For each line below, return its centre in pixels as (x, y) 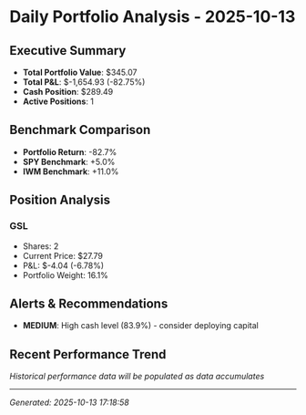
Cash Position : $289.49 (68, 92)
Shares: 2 (41, 246)
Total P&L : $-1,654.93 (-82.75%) (84, 82)
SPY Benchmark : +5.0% (69, 161)
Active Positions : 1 (58, 101)
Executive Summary (68, 51)
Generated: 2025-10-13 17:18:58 (69, 402)
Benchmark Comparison (80, 130)
